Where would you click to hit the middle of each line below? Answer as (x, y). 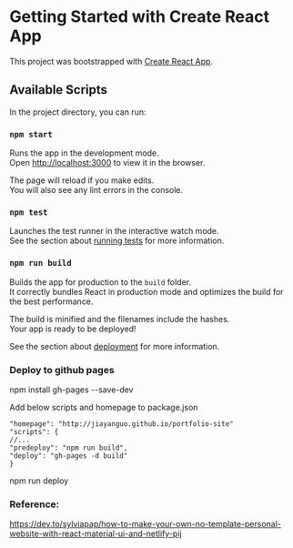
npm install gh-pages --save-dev (71, 390)
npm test (29, 212)
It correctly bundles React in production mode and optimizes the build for (146, 291)
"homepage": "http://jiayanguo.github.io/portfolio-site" (121, 424)
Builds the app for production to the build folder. (101, 282)
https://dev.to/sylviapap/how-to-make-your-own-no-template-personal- (146, 524)
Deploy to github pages (62, 370)
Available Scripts (58, 90)
